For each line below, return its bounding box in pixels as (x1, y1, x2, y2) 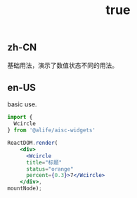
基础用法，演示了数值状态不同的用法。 (7, 61, 118, 69)
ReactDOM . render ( (7, 139, 58, 147)
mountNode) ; (7, 185, 42, 192)
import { (7, 114, 33, 121)
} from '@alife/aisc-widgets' (7, 127, 96, 134)
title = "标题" (25, 159, 63, 166)
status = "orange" (25, 165, 74, 173)
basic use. (7, 100, 37, 108)
